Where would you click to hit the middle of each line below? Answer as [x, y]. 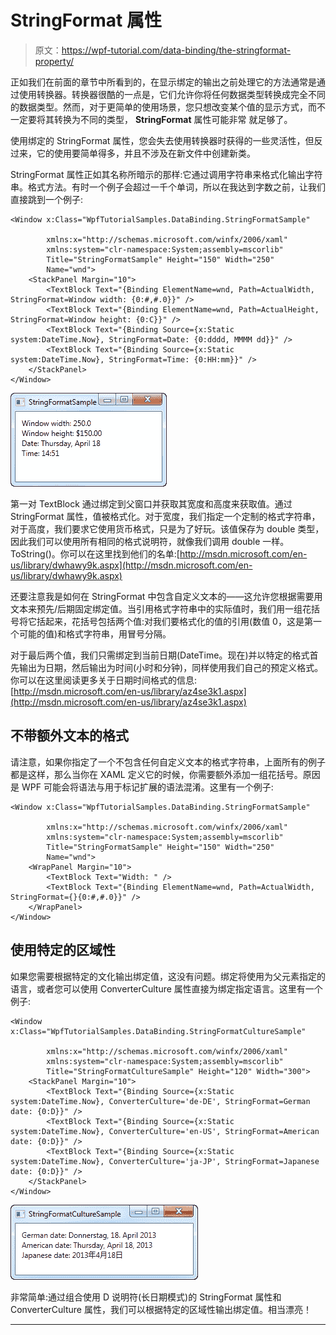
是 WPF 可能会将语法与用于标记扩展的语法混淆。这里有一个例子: [142, 787]
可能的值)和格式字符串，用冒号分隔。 [95, 633]
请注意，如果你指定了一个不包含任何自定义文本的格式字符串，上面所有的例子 [168, 762]
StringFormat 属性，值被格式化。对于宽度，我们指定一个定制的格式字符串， [165, 516]
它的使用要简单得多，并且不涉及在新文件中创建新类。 [146, 153]
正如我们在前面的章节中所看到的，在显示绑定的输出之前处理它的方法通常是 [163, 82]
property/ [54, 61]
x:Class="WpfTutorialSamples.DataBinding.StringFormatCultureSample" [158, 1031]
